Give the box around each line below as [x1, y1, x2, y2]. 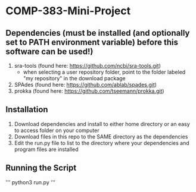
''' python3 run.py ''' [5, 178, 56, 185]
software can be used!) [5, 46, 94, 56]
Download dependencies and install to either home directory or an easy [14, 120, 190, 127]
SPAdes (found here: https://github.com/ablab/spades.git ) [14, 81, 157, 88]
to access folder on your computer [14, 127, 99, 134]
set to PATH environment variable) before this [5, 37, 179, 47]
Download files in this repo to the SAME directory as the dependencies [14, 133, 188, 140]
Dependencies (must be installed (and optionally [5, 28, 190, 38]
